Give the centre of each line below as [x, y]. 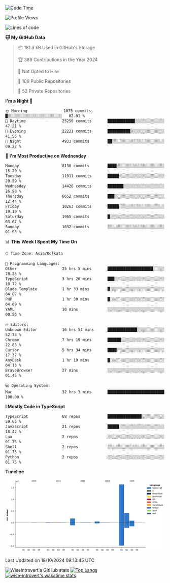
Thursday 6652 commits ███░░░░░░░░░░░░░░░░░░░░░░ [85, 196]
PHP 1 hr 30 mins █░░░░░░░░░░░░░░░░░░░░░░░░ [85, 299]
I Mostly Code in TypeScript [35, 406]
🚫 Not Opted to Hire [38, 71]
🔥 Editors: [17, 325]
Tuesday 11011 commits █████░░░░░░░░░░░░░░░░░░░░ [85, 176]
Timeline [15, 472]
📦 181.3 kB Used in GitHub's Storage [56, 48]
